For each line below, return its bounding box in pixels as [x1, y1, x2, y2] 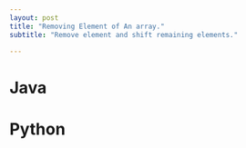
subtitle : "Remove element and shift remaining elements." [9, 30, 239, 39]
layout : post [9, 13, 59, 23]
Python [9, 119, 66, 139]
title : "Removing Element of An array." [9, 22, 166, 31]
